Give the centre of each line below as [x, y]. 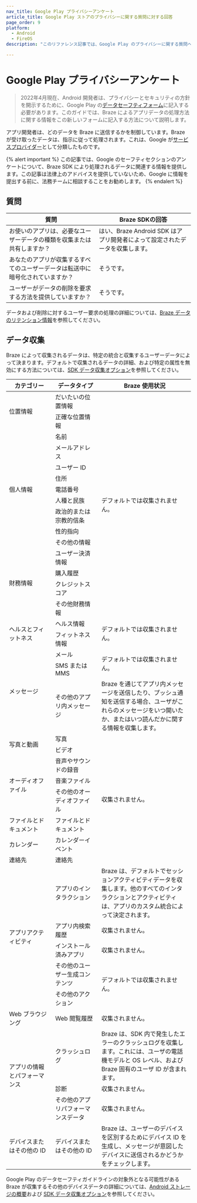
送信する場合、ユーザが [145, 702]
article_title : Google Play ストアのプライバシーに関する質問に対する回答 [89, 17]
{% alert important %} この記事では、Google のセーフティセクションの [91, 159]
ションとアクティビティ [145, 897]
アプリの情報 [27, 1067]
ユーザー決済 [73, 553]
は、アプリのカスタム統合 [137, 906]
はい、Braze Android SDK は [138, 231]
